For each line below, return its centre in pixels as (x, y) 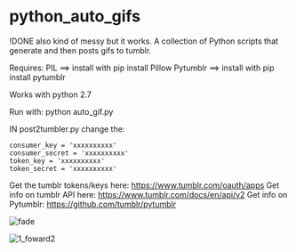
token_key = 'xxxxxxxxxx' (57, 161)
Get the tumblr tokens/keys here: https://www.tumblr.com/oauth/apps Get (144, 185)
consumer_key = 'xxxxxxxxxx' (63, 145)
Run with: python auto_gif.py (61, 111)
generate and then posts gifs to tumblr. (80, 50)
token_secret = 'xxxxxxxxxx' (63, 168)
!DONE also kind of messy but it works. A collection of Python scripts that (144, 41)
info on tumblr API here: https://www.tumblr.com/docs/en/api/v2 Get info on (148, 194)
